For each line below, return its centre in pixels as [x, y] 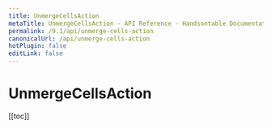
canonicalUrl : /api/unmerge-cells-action [79, 38]
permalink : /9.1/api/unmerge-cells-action [81, 31]
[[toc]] [19, 116]
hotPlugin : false [38, 46]
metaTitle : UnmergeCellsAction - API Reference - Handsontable [117, 23]
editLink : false [36, 53]
